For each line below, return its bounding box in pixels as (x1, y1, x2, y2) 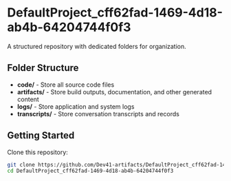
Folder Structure (7, 62, 79, 74)
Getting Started (7, 129, 75, 142)
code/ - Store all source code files (16, 81, 115, 89)
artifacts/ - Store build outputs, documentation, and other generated (16, 87, 212, 96)
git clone (7, 161, 36, 168)
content (16, 95, 39, 103)
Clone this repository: (7, 148, 69, 156)
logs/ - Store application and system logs (16, 102, 135, 111)
